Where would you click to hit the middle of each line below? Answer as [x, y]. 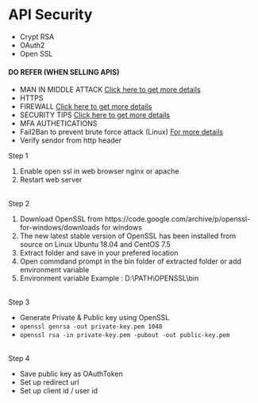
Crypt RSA [37, 37]
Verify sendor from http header [70, 140]
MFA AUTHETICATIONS [58, 123]
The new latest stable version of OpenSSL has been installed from [128, 236]
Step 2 [19, 204]
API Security [50, 15]
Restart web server [51, 180]
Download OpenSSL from [61, 219]
